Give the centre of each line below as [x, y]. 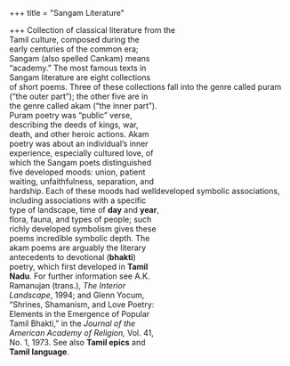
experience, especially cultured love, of [81, 153]
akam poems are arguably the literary [78, 248]
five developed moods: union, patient [77, 172]
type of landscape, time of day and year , [85, 210]
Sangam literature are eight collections [80, 77]
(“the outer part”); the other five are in [79, 96]
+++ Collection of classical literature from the [93, 30]
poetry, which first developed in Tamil [79, 267]
